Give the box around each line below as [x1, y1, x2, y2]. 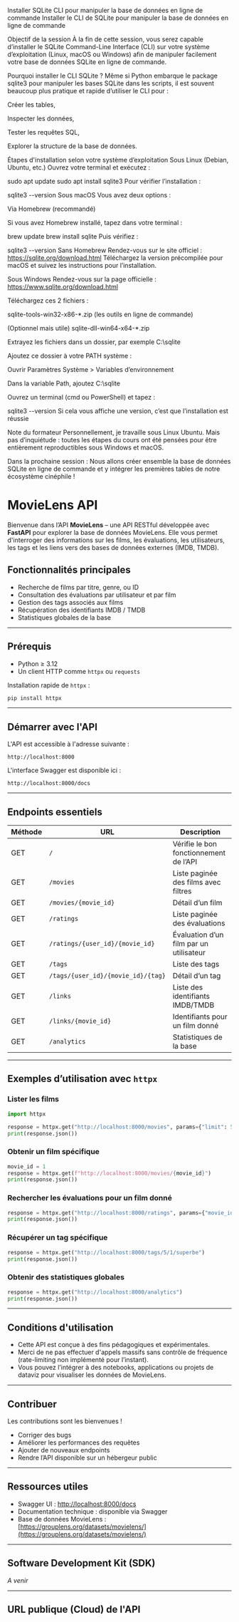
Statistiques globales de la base [17, 613, 112, 622]
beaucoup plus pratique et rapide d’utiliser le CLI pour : [7, 87, 169, 95]
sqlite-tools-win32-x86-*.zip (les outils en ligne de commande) [7, 310, 193, 318]
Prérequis [7, 640, 52, 653]
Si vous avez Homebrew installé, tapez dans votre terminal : [7, 219, 183, 227]
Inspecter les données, [7, 114, 75, 123]
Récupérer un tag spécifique [7, 1232, 108, 1242]
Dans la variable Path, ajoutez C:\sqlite [7, 379, 121, 388]
